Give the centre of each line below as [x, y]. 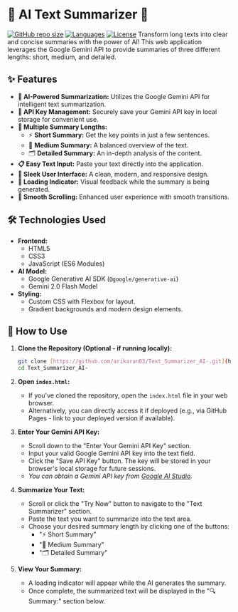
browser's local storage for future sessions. [92, 469]
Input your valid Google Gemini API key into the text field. [112, 453]
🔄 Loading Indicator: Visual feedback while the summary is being [113, 182]
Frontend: [32, 241]
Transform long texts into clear [183, 34]
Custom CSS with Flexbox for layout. [82, 301]
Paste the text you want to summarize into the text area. [110, 519]
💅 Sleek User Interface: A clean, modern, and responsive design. [113, 174]
